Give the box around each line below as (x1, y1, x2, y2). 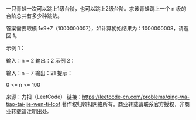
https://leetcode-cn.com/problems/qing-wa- (82, 93, 190, 100)
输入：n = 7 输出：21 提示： (6, 70, 73, 76)
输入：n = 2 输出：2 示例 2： (6, 57, 75, 64)
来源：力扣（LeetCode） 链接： (6, 93, 83, 100)
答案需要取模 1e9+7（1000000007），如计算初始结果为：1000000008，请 (6, 25, 184, 32)
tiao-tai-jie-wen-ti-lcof (6, 101, 60, 107)
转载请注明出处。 (11, 108, 53, 115)
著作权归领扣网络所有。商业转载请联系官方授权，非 (61, 101, 185, 107)
